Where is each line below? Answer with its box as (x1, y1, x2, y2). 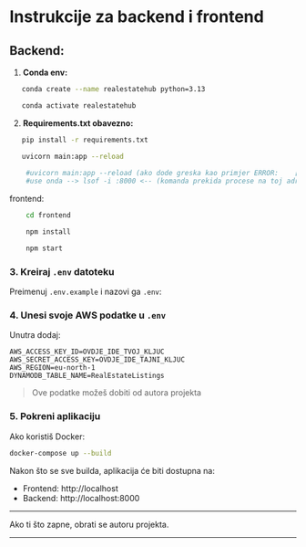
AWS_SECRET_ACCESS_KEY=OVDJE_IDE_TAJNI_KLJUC (9, 355, 185, 364)
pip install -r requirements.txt (21, 135, 148, 144)
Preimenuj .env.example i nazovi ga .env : (9, 286, 162, 298)
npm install (25, 227, 71, 237)
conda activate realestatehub (21, 100, 137, 110)
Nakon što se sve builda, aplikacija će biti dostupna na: (9, 465, 216, 476)
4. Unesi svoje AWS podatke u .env (9, 309, 167, 321)
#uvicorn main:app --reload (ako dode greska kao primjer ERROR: (25, 168, 280, 177)
